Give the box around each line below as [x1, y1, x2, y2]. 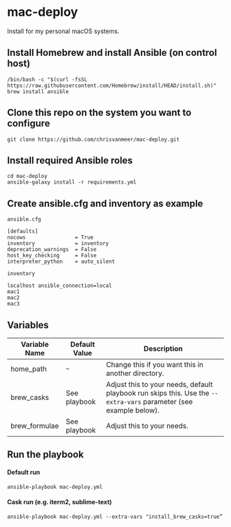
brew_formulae [10, 421, 59, 430]
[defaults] [7, 228, 38, 235]
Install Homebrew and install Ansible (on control [7, 47, 217, 59]
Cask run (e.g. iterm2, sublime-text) [7, 498, 112, 506]
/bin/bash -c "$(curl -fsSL [7, 76, 88, 83]
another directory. [106, 368, 164, 378]
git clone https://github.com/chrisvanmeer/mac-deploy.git [7, 136, 180, 143]
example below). [106, 406, 160, 415]
